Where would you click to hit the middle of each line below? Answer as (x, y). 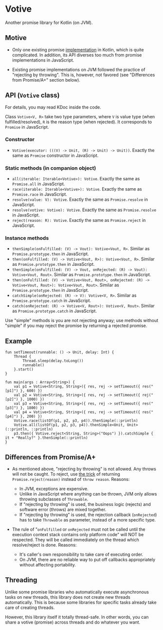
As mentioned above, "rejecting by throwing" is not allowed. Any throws (84, 469)
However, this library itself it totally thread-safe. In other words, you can (77, 617)
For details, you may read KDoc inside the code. (53, 107)
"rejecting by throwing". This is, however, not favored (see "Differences (83, 75)
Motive (16, 38)
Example (18, 341)
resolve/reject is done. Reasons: (44, 545)
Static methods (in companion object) (51, 168)
